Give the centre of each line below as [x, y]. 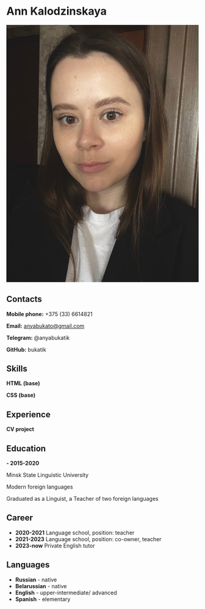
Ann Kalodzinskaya [56, 11]
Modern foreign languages [40, 487]
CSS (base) [21, 395]
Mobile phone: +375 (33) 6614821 [49, 314]
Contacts [24, 299]
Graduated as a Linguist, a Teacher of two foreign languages [82, 499]
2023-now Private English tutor [55, 545]
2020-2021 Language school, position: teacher [75, 533]
